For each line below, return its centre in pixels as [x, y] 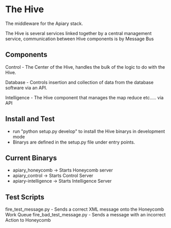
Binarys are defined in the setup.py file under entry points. [74, 142]
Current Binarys [31, 158]
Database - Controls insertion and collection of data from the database [79, 82]
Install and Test [30, 119]
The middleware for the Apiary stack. [44, 23]
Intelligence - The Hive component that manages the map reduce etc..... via [84, 97]
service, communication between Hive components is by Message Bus [80, 39]
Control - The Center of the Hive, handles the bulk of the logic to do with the [85, 67]
